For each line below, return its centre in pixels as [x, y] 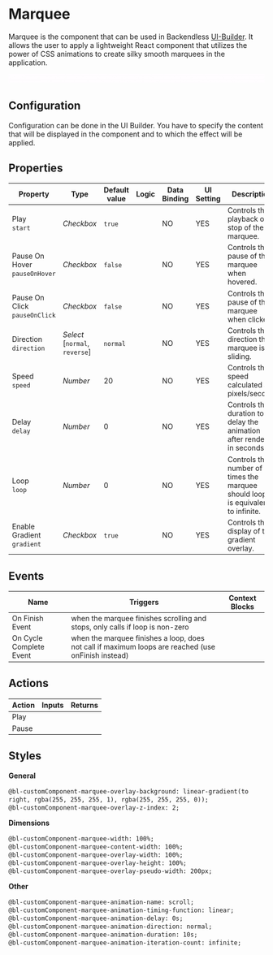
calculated [245, 385]
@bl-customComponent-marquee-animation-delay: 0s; [96, 918]
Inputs [53, 705]
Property [34, 194]
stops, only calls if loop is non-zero [130, 627]
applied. [22, 142]
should [238, 494]
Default [117, 190]
